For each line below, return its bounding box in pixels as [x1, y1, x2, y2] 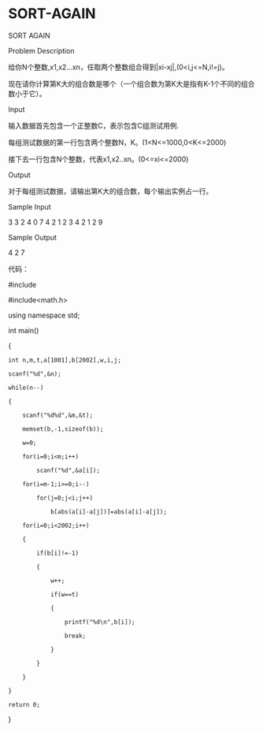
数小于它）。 [8, 88, 46, 98]
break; [64, 632, 87, 640]
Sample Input [8, 202, 51, 211]
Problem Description [8, 46, 75, 55]
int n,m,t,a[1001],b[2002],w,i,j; [8, 356, 122, 364]
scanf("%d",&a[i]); [36, 466, 101, 474]
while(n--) [8, 384, 44, 391]
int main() [8, 325, 39, 335]
